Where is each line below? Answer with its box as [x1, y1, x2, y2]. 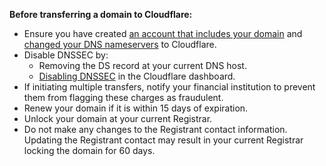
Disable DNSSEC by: [23, 49, 109, 61]
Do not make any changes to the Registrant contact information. [23, 124, 288, 135]
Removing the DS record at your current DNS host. [38, 60, 247, 71]
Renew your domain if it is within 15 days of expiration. [23, 102, 249, 114]
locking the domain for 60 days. [23, 145, 156, 156]
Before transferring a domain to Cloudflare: [9, 9, 193, 20]
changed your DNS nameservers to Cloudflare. [23, 39, 217, 50]
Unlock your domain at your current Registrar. [23, 113, 213, 124]
